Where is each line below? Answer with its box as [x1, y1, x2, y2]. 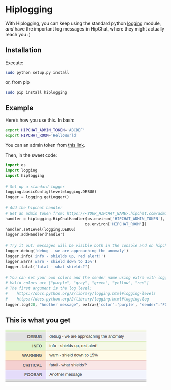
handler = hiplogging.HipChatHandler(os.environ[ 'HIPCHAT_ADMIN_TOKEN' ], [5, 216, 165, 221]
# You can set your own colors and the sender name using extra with [5, 275, 156, 280]
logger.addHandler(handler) [5, 232, 65, 237]
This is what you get [5, 316, 71, 325]
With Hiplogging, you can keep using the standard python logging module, [5, 20, 161, 26]
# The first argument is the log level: [5, 286, 93, 291]
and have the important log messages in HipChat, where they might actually [5, 25, 164, 32]
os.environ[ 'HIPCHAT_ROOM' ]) [84, 221, 147, 227]
